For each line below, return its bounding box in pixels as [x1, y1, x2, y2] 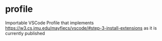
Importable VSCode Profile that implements [5, 20, 94, 26]
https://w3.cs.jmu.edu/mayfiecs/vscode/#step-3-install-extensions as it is [5, 25, 157, 31]
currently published [5, 30, 45, 36]
